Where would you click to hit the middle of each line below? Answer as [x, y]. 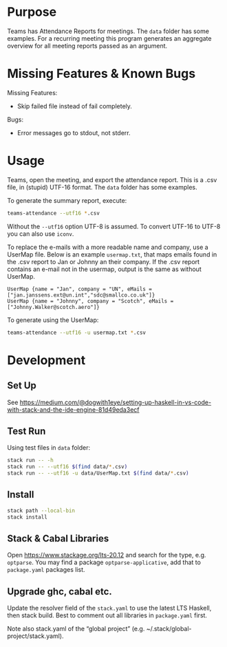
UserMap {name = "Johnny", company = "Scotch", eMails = [90, 301]
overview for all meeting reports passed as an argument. [87, 46]
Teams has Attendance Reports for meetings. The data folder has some [108, 31]
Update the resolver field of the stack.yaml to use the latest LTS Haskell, [109, 608]
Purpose [32, 12]
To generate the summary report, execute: [67, 200]
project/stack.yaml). [35, 636]
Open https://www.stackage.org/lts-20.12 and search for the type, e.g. [107, 555]
